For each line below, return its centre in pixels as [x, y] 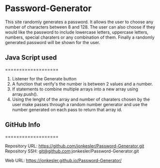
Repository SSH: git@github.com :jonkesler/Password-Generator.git [72, 151]
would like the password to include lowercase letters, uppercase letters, [77, 32]
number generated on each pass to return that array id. [67, 109]
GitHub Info [23, 125]
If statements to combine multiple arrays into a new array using [75, 89]
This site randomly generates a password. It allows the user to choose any [79, 22]
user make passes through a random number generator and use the [80, 104]
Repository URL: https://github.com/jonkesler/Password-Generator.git [75, 146]
